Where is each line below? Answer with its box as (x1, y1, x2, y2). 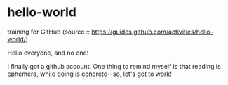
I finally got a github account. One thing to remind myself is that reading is (7, 62, 221, 70)
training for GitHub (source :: (7, 27, 90, 36)
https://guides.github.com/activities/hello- (90, 27, 213, 36)
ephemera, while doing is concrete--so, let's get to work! (7, 70, 172, 78)
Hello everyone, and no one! (7, 48, 89, 57)
